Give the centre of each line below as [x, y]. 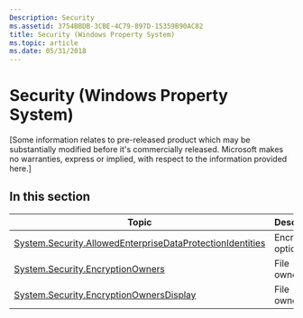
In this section [50, 197]
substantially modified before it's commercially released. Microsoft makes [147, 150]
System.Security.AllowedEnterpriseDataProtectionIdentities [140, 242]
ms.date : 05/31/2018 [48, 51]
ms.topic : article [44, 43]
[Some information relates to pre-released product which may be [130, 140]
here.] [20, 168]
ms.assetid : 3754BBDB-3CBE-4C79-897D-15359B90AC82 [106, 26]
